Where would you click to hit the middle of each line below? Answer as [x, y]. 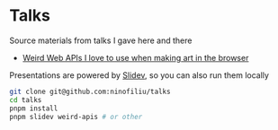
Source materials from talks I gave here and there [101, 40]
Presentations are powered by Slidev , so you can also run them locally [139, 75]
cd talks [26, 100]
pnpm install [34, 108]
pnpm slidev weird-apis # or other [76, 117]
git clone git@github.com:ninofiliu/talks [90, 91]
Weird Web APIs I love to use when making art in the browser [135, 57]
